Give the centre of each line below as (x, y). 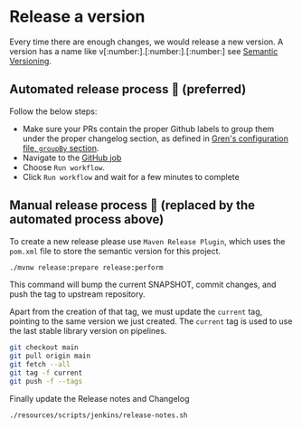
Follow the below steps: (53, 111)
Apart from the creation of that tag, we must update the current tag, (136, 312)
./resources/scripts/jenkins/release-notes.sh (99, 415)
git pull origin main (50, 356)
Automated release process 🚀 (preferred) (128, 89)
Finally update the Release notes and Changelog (99, 398)
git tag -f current (46, 373)
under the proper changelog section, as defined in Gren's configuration (156, 138)
